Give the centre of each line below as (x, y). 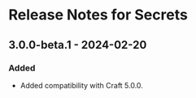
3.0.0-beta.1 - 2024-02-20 (78, 45)
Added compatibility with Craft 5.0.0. (82, 85)
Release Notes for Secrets (98, 15)
